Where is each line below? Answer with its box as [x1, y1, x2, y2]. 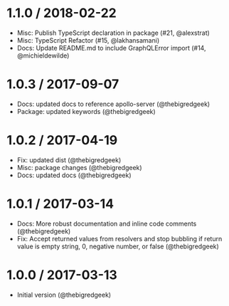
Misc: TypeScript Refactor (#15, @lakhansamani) [16, 36, 160, 44]
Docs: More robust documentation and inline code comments [16, 219, 197, 228]
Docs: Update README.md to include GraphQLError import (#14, [16, 43, 206, 52]
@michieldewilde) [16, 51, 70, 60]
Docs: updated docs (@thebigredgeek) [16, 171, 132, 179]
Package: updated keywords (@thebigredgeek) [16, 107, 156, 115]
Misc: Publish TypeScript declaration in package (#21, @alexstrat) [16, 28, 211, 37]
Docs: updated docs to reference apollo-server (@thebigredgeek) [16, 100, 211, 108]
